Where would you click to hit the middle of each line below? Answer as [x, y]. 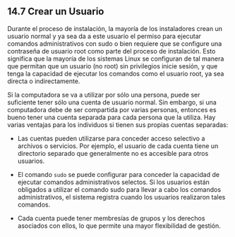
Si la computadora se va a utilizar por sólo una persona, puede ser [104, 95]
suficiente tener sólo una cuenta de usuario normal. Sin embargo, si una [112, 102]
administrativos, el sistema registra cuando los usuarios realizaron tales [121, 197]
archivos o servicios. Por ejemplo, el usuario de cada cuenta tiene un [118, 146]
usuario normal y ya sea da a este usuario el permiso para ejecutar [104, 36]
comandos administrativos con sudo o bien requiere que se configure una [115, 43]
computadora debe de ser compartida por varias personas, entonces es [112, 109]
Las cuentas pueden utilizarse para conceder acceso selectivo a [111, 138]
